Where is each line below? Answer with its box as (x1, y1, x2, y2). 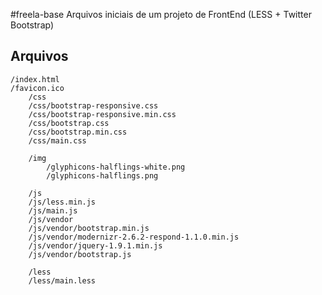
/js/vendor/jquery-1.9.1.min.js (28, 240, 163, 251)
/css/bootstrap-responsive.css (28, 100, 159, 111)
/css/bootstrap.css (28, 118, 110, 128)
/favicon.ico (10, 83, 65, 93)
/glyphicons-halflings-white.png (46, 162, 186, 172)
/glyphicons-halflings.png (46, 170, 159, 181)
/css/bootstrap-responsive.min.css (28, 109, 177, 119)
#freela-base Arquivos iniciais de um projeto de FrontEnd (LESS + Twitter (10, 9, 312, 20)
